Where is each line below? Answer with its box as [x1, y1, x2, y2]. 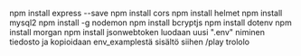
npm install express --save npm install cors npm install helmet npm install [9, 8, 283, 18]
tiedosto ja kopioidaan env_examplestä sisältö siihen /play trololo [9, 36, 250, 47]
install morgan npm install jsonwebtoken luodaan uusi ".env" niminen [9, 27, 265, 37]
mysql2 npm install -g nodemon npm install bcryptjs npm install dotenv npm [9, 17, 292, 28]
